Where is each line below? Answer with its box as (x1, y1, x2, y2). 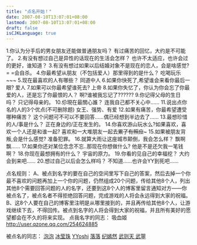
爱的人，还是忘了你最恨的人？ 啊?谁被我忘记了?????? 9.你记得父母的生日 (6, 92, 181, 99)
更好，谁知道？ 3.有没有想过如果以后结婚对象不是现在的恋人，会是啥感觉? (11, 62, 189, 69)
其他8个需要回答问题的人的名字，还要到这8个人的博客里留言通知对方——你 (6, 184, 188, 192)
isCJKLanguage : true (6, 31, 57, 36)
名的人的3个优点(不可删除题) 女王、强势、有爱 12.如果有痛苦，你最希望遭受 (6, 106, 187, 113)
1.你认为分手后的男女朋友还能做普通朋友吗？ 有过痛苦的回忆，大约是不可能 (6, 48, 186, 55)
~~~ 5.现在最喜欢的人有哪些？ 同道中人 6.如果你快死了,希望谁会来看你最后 (6, 77, 185, 84)
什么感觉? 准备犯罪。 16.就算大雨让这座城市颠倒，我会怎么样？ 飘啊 (23, 136, 186, 143)
